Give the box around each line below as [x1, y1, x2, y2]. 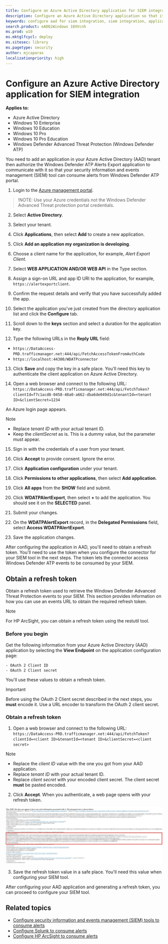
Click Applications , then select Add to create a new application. [12, 231, 145, 237]
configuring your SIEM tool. [12, 874, 69, 880]
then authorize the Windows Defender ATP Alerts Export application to [5, 162, 151, 168]
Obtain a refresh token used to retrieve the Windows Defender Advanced [5, 588, 156, 594]
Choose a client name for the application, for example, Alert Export [12, 251, 150, 257]
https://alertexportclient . [12, 281, 70, 287]
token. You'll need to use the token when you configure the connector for [5, 549, 156, 555]
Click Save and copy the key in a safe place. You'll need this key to [12, 366, 151, 372]
